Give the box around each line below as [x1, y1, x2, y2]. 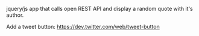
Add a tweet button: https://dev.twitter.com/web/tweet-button [6, 23, 160, 30]
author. [6, 11, 24, 19]
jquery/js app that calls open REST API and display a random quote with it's [6, 5, 193, 12]
